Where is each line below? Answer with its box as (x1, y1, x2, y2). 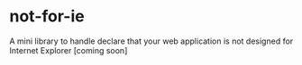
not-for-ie (9, 6, 85, 27)
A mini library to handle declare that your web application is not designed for (9, 36, 294, 46)
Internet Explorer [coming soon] (9, 45, 128, 55)
